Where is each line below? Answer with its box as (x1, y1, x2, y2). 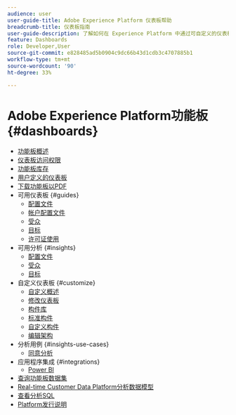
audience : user (7, 10, 52, 18)
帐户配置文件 (27, 209, 65, 217)
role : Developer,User (7, 43, 71, 50)
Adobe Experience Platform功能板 (7, 107, 209, 124)
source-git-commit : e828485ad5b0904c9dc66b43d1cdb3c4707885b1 (7, 50, 193, 57)
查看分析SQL (17, 391, 55, 400)
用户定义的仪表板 (17, 173, 67, 182)
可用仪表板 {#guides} (17, 191, 79, 199)
